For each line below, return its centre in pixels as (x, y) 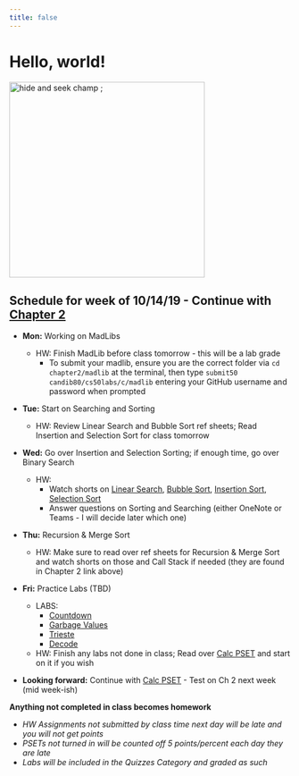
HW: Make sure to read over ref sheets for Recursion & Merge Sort (158, 552)
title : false (33, 17)
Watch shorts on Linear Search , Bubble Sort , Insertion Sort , (158, 489)
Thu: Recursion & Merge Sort (76, 535)
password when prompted (97, 392)
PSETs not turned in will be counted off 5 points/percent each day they (153, 744)
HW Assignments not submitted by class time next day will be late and (152, 724)
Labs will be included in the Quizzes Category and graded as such (145, 763)
